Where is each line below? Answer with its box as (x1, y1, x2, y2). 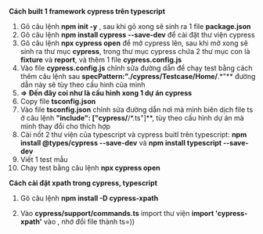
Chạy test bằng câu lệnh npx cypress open (20, 164, 161, 172)
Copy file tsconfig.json (20, 97, 96, 106)
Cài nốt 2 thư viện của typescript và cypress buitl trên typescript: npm (20, 130, 247, 139)
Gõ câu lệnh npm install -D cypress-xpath (20, 193, 159, 203)
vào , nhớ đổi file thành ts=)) (43, 217, 135, 226)
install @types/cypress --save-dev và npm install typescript (20, 139, 222, 147)
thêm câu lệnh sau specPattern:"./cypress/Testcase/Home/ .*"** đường (20, 72, 256, 81)
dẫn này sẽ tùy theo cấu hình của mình (20, 80, 146, 89)
